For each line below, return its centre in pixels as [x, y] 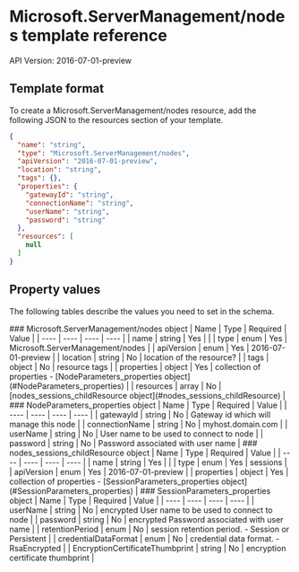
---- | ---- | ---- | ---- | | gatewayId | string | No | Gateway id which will [140, 414]
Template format [57, 88]
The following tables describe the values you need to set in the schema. [142, 311]
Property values [55, 290]
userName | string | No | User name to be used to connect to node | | [137, 434]
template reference [94, 35]
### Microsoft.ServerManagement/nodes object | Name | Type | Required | [148, 329]
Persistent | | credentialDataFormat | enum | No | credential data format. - [145, 538]
